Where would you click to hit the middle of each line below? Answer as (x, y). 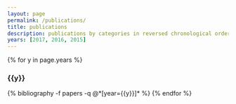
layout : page (26, 14)
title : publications (38, 27)
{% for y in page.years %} (45, 60)
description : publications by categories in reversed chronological (110, 33)
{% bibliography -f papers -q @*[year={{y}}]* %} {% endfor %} (100, 93)
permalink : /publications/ (47, 20)
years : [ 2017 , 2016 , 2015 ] (47, 40)
